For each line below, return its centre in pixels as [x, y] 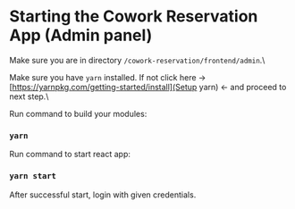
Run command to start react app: [70, 155]
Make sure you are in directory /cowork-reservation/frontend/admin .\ [137, 60]
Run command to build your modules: [78, 113]
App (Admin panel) [81, 35]
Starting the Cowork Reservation [134, 17]
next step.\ [29, 96]
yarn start [33, 176]
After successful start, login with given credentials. [103, 195]
